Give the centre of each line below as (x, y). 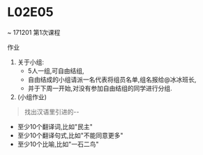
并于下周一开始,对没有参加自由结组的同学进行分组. (100, 88)
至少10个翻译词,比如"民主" (55, 126)
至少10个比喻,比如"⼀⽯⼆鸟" (58, 144)
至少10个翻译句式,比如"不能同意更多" (70, 135)
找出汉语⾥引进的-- (52, 112)
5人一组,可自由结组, (56, 71)
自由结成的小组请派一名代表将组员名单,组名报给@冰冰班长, (112, 79)
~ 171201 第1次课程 (34, 32)
